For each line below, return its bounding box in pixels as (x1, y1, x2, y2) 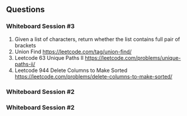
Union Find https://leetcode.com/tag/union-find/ (14, 48, 132, 55)
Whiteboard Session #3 (6, 22, 75, 30)
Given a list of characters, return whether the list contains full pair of (14, 35, 181, 43)
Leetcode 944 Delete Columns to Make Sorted (14, 67, 128, 74)
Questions (6, 5, 45, 15)
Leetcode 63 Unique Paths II (14, 54, 84, 61)
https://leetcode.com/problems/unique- (85, 54, 181, 61)
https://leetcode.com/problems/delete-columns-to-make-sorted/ (14, 73, 172, 80)
